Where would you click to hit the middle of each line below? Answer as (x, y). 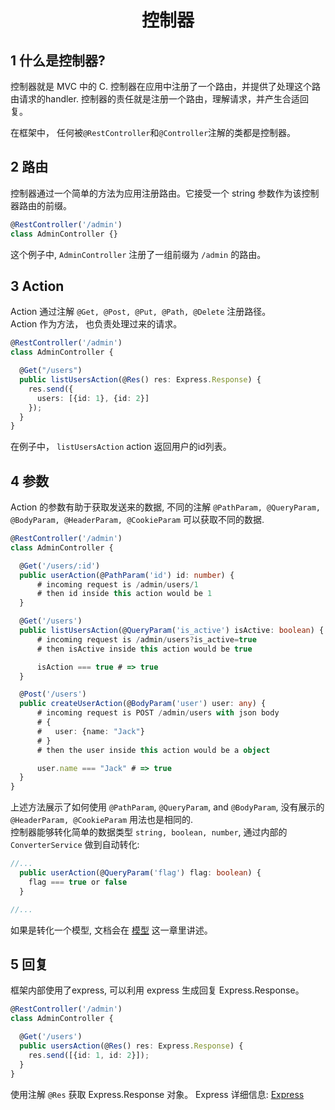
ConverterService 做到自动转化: (75, 845)
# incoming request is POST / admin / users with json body (158, 713)
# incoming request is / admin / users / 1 (117, 584)
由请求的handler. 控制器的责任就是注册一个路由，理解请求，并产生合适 (155, 99)
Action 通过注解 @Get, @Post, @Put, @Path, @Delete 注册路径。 (141, 312)
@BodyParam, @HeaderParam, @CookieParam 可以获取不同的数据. (137, 520)
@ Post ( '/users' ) (53, 694)
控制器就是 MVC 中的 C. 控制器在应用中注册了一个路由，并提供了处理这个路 (166, 86)
